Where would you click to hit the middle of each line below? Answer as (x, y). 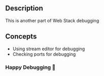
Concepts (21, 37)
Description (24, 8)
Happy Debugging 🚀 (30, 67)
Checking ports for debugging (44, 54)
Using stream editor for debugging (49, 49)
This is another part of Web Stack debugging (52, 20)
